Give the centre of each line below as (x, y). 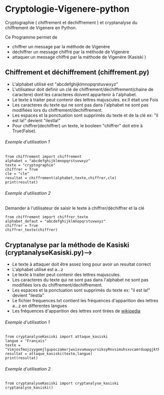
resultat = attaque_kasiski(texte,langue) (49, 354)
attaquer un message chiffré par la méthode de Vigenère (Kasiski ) (79, 57)
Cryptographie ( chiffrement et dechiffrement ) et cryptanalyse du (71, 22)
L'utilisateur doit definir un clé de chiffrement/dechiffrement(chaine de (83, 89)
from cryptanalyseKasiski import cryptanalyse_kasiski (62, 384)
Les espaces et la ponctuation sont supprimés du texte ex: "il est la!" (81, 290)
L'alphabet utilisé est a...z (38, 269)
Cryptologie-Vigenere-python (67, 9)
